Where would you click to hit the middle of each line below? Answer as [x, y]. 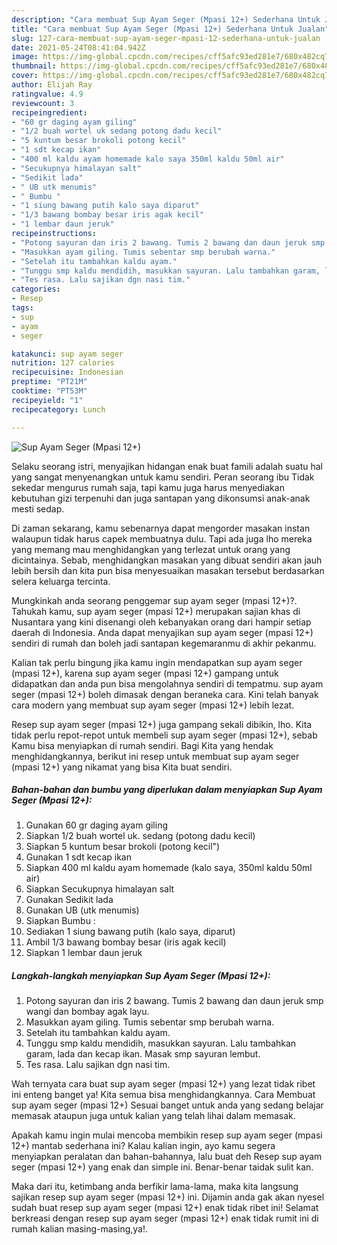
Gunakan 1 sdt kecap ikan [78, 857]
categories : [36, 289]
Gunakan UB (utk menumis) [82, 910]
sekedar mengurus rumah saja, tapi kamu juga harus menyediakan [148, 487]
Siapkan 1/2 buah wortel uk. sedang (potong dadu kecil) [140, 836]
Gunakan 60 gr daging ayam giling [96, 825]
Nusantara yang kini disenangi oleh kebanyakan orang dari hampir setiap [161, 622]
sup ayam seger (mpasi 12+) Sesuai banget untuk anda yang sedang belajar [167, 1105]
